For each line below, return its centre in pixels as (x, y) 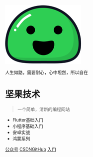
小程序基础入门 (28, 126)
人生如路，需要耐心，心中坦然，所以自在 (46, 72)
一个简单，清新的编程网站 (44, 109)
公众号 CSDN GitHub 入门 (31, 149)
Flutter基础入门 (28, 119)
